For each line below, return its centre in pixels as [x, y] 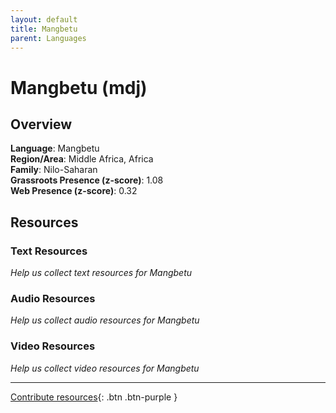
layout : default [44, 19]
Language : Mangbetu [55, 148]
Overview [41, 124]
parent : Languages [48, 38]
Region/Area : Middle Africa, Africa [82, 159]
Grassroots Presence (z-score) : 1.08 [87, 180]
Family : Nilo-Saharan [54, 170]
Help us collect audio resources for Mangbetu [105, 320]
